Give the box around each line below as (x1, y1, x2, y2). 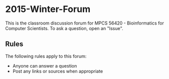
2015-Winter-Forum (5, 3, 91, 15)
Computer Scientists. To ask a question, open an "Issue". (5, 25, 124, 31)
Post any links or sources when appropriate (12, 68, 103, 74)
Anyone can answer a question (12, 62, 77, 68)
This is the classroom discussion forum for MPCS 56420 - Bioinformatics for (5, 20, 164, 26)
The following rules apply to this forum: (5, 53, 87, 59)
